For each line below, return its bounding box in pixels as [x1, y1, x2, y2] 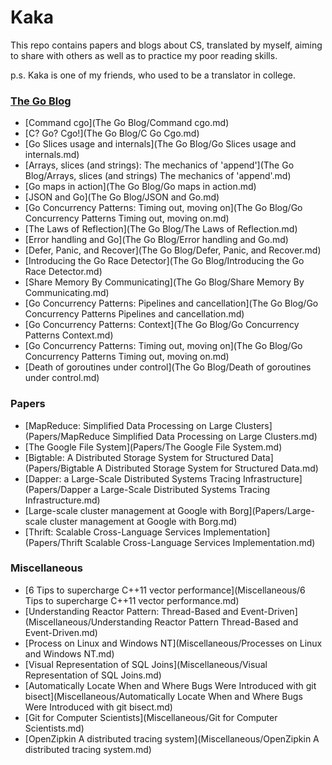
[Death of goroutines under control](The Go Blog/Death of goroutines [24, 361, 312, 373]
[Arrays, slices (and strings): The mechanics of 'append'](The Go [24, 159, 295, 171]
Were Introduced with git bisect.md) [24, 701, 173, 713]
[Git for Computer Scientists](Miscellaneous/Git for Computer [24, 711, 278, 723]
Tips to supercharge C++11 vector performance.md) [24, 594, 240, 606]
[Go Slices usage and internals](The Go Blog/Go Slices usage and [24, 138, 297, 150]
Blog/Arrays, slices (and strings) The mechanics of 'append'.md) [24, 170, 292, 182]
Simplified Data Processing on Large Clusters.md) [112, 430, 318, 442]
